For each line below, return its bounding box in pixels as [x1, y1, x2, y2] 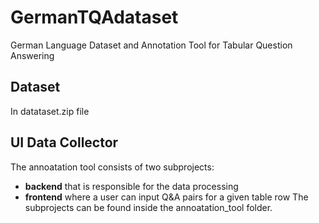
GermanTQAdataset [10, 6, 179, 29]
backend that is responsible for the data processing [24, 180, 239, 192]
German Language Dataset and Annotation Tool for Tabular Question [10, 39, 293, 51]
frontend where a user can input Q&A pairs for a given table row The [24, 191, 309, 203]
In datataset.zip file [10, 105, 90, 117]
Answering [10, 49, 55, 61]
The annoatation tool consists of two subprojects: [10, 161, 215, 173]
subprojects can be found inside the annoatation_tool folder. [24, 201, 273, 213]
